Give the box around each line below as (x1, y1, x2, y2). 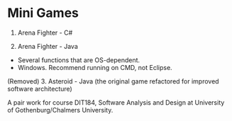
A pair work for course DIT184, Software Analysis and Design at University (7, 98, 225, 107)
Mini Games (7, 5, 79, 21)
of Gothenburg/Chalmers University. (7, 105, 114, 114)
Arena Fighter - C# (17, 28, 73, 37)
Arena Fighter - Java (17, 42, 78, 50)
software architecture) (7, 84, 72, 93)
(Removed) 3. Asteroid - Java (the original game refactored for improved (7, 76, 219, 86)
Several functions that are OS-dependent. (17, 55, 140, 64)
